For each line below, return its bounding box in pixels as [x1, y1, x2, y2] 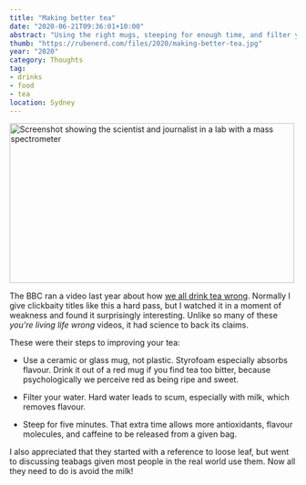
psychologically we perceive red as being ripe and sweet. [22, 374, 240, 385]
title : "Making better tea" [9, 13, 117, 23]
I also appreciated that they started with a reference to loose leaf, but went [9, 447, 290, 458]
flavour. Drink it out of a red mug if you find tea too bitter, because [22, 365, 271, 376]
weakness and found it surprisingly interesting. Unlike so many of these [9, 310, 278, 321]
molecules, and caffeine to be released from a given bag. [22, 429, 238, 440]
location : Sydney [9, 97, 76, 107]
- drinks [9, 73, 43, 82]
